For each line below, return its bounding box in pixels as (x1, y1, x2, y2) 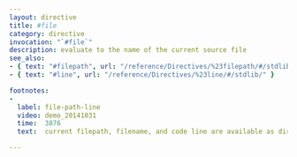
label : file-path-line (17, 102, 101, 111)
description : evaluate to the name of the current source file (9, 46, 247, 55)
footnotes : (9, 86, 49, 95)
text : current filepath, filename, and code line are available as (17, 127, 275, 137)
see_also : (9, 54, 46, 63)
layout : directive (9, 12, 77, 22)
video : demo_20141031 (17, 111, 97, 120)
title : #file (9, 21, 57, 30)
